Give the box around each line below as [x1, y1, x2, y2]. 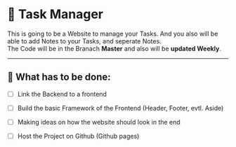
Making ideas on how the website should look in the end [17, 118, 181, 126]
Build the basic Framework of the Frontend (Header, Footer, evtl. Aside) [17, 104, 224, 112]
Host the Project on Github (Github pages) [17, 132, 140, 140]
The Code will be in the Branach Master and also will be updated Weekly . [7, 44, 222, 52]
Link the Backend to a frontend [17, 90, 107, 98]
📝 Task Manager [7, 6, 104, 22]
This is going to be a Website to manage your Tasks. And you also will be [7, 29, 218, 38]
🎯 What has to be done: [7, 71, 111, 83]
